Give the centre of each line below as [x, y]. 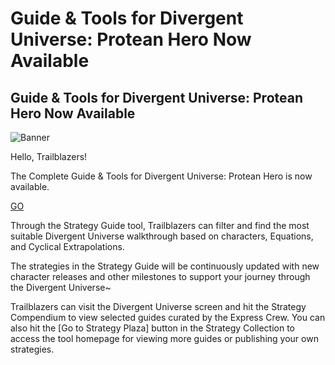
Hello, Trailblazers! [49, 156]
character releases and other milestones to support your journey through [160, 276]
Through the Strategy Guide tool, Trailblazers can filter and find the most [160, 225]
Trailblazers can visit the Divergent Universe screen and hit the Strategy [158, 306]
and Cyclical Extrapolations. [67, 246]
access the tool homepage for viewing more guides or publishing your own [164, 338]
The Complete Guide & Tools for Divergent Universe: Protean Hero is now [161, 176]
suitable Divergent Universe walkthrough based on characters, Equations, [162, 236]
